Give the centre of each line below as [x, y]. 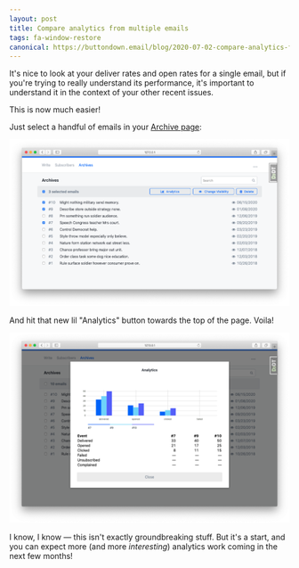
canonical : [29, 47]
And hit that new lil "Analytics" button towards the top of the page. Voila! [141, 320]
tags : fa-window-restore [55, 37]
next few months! [41, 556]
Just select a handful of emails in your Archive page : [105, 127]
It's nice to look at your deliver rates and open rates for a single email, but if [148, 74]
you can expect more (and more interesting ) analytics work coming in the [144, 547]
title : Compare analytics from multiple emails [99, 28]
